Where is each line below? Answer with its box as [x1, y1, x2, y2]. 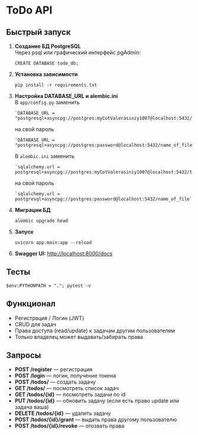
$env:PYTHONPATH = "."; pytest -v [6, 283, 92, 289]
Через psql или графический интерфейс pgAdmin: [14, 49, 141, 56]
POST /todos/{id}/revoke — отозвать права [14, 423, 125, 430]
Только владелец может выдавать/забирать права [14, 333, 144, 340]
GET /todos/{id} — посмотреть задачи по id [14, 391, 126, 398]
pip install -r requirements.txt [14, 82, 98, 88]
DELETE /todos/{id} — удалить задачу [14, 410, 111, 417]
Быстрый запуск [6, 27, 71, 37]
